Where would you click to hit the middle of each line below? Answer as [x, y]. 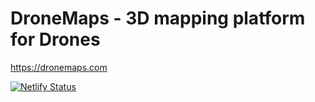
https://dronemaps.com [59, 67]
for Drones [55, 39]
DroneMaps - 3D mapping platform [158, 18]
